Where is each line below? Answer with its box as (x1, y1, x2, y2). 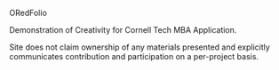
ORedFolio (9, 8, 47, 18)
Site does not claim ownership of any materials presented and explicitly (9, 42, 271, 52)
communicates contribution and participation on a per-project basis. (9, 51, 259, 61)
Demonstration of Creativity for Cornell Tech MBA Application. (9, 25, 237, 35)
